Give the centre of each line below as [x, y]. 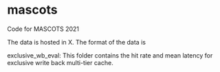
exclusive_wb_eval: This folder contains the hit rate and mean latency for [110, 55]
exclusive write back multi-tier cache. [60, 62]
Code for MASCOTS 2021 [43, 29]
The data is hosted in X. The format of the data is [77, 42]
